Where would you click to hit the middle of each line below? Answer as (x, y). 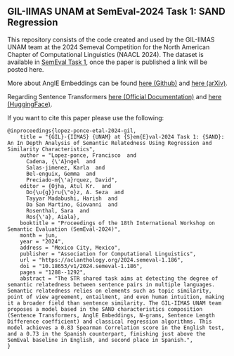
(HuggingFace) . (30, 104)
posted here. (26, 69)
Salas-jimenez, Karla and (65, 167)
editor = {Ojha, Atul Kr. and (66, 186)
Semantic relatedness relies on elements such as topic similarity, (110, 291)
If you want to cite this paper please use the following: (86, 117)
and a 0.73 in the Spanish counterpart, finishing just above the (106, 333)
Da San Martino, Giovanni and (72, 204)
